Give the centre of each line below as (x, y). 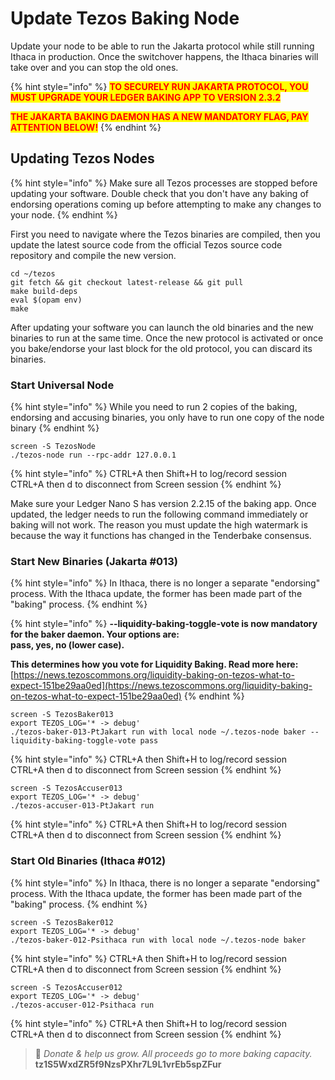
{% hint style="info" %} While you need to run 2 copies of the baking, (154, 407)
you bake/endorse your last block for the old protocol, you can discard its (161, 348)
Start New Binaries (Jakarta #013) (94, 561)
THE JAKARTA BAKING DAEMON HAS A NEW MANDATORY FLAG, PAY (159, 116)
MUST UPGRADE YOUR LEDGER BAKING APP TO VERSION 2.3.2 (146, 97)
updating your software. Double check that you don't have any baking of (159, 193)
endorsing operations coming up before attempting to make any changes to (166, 204)
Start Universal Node (62, 385)
